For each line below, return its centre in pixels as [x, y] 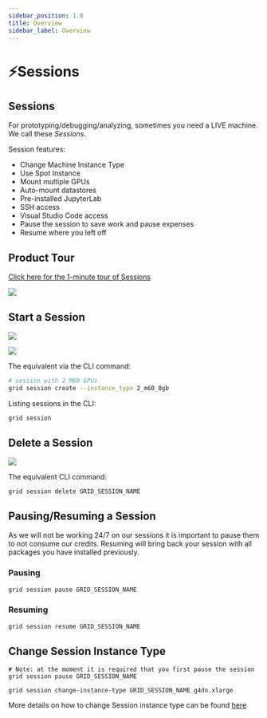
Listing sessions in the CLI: [52, 403]
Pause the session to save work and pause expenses [107, 224]
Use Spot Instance [50, 173]
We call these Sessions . [47, 134]
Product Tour [41, 257]
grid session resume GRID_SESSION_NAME [75, 626]
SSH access [39, 207]
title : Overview [35, 23]
